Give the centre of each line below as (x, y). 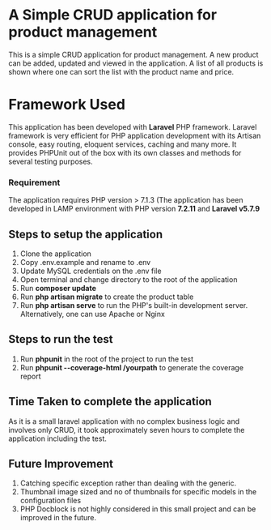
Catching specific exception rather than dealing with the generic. (128, 483)
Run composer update (58, 288)
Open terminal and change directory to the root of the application (129, 279)
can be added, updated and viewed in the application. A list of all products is (136, 63)
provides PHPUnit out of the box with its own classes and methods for (125, 152)
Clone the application (55, 254)
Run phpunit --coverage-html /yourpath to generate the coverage (132, 367)
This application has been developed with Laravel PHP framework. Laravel (133, 126)
